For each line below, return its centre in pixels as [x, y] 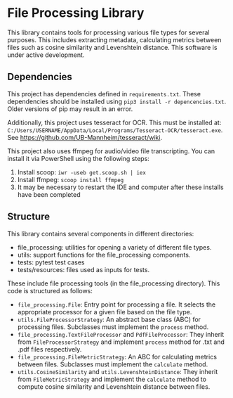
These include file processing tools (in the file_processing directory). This [114, 283]
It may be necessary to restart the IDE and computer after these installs [120, 187]
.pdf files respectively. [49, 349]
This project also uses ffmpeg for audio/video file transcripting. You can [111, 151]
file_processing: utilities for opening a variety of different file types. [114, 247]
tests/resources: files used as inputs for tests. [83, 269]
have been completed [49, 194]
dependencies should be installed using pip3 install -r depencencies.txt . [117, 101]
